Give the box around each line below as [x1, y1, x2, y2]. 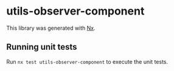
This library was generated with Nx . [6, 24, 96, 32]
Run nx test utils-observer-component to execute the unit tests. [6, 58, 169, 65]
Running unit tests [6, 42, 77, 52]
